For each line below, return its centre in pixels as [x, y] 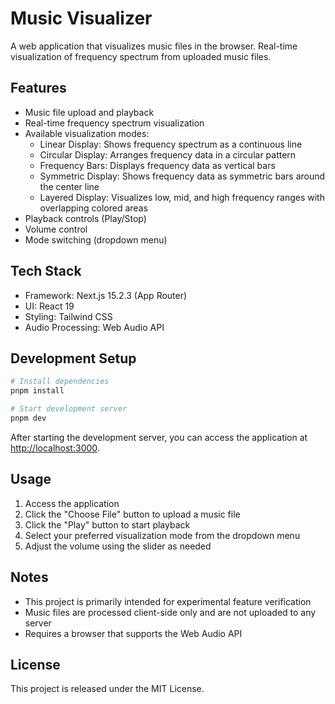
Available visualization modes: [87, 133]
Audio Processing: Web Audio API [94, 327]
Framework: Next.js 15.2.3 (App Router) [106, 295]
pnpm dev [28, 418]
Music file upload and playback [89, 112]
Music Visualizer [81, 18]
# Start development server [69, 409]
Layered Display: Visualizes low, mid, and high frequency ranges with [182, 197]
